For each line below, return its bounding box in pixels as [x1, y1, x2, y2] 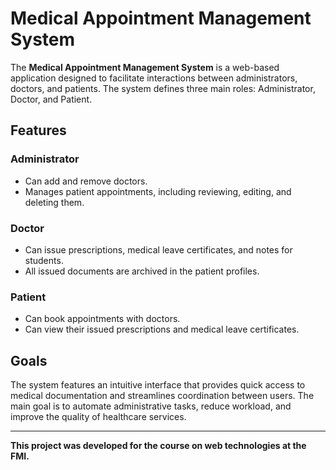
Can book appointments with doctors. [24, 313, 181, 325]
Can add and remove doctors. [24, 175, 148, 187]
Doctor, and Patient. [10, 93, 93, 105]
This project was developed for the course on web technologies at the [10, 440, 307, 452]
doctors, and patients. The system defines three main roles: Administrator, [10, 82, 316, 94]
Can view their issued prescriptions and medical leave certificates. [24, 323, 300, 336]
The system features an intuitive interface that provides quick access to [10, 379, 306, 391]
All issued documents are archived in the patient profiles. [24, 265, 260, 277]
